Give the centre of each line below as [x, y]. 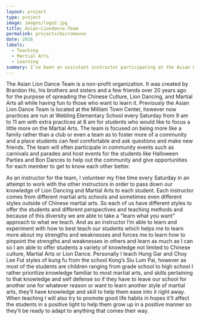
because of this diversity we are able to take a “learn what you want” [90, 216]
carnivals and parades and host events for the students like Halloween [92, 154]
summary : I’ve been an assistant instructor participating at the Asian [98, 67]
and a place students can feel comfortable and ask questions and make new [100, 141]
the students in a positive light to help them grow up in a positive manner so [99, 305]
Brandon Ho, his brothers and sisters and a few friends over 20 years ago [96, 91]
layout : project [26, 12]
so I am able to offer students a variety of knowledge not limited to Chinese [98, 247]
